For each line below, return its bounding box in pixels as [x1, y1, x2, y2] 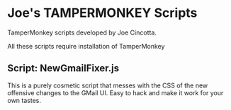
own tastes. [7, 96, 41, 104]
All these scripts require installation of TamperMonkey [7, 42, 165, 50]
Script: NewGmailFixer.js [7, 62, 119, 75]
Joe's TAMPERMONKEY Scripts [7, 5, 198, 21]
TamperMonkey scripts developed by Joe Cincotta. [7, 28, 157, 37]
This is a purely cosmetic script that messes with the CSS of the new [7, 81, 208, 90]
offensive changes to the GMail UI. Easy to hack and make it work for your [7, 88, 224, 97]
